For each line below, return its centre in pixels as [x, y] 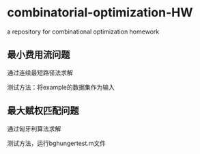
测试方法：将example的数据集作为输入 [61, 87]
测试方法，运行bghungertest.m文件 [57, 143]
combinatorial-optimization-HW [100, 13]
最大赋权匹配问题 [43, 111]
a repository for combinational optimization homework [83, 31]
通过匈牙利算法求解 [34, 129]
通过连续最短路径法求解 [40, 73]
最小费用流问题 [39, 55]
